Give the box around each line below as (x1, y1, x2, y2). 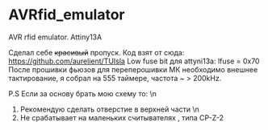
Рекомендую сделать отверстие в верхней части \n (19, 104, 200, 114)
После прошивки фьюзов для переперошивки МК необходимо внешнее (8, 64, 258, 74)
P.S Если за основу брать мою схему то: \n (8, 88, 157, 98)
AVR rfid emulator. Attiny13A (8, 32, 103, 42)
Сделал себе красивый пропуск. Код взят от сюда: (8, 47, 185, 57)
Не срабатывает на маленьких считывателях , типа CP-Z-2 (19, 112, 224, 122)
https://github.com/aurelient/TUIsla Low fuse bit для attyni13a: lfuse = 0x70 (8, 56, 260, 66)
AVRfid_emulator (8, 6, 125, 24)
